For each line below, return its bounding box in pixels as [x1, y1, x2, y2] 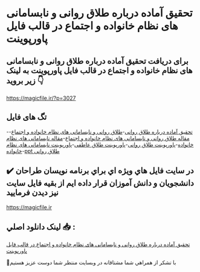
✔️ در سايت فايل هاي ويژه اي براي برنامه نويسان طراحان [6, 166, 195, 176]
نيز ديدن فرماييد [6, 187, 59, 198]
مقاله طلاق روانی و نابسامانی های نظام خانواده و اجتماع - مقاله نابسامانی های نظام [6, 134, 190, 141]
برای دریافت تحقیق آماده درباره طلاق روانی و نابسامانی [6, 56, 189, 66]
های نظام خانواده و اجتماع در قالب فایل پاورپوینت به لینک [6, 65, 193, 76]
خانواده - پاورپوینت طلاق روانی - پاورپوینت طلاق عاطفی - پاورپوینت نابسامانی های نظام [6, 141, 194, 148]
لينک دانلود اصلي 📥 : [6, 222, 76, 232]
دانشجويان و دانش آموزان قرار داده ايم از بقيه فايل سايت [6, 178, 195, 189]
